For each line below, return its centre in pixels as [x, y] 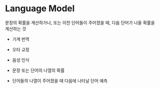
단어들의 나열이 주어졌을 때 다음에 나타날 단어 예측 [60, 81]
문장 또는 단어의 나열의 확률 [38, 70]
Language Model [40, 9]
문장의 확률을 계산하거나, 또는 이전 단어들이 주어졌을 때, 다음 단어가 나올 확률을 [80, 22]
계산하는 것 [16, 29]
